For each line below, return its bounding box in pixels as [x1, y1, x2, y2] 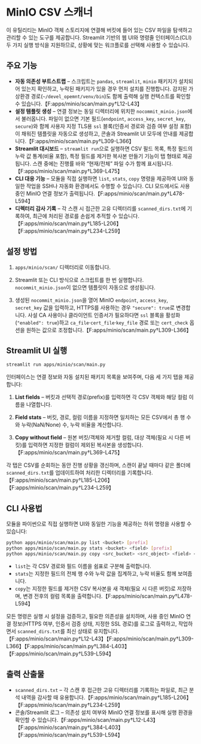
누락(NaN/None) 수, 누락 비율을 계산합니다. [21, 421, 123, 429]
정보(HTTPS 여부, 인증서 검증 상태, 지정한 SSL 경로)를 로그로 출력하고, [12, 620, 177, 627]
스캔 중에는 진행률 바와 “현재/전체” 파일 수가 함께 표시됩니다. [32, 160, 173, 167]
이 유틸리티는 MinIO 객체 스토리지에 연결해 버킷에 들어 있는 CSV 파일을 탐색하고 [6, 26, 193, 34]
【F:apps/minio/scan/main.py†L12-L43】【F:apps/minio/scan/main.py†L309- [6, 635, 194, 642]
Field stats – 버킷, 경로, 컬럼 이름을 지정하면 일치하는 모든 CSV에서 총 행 [14, 414, 185, 421]
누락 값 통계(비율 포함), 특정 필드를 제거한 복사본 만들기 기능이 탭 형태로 [14, 152, 181, 159]
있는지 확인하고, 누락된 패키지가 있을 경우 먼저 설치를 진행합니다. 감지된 [21, 85, 187, 92]
